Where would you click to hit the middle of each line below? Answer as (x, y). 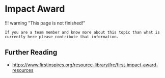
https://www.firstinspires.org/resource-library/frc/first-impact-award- (85, 65)
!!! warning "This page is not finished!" (45, 23)
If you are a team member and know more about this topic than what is (82, 32)
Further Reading (31, 52)
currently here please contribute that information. (62, 37)
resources (23, 70)
